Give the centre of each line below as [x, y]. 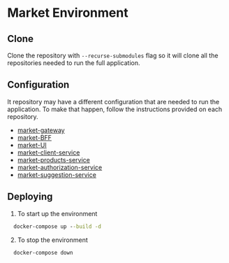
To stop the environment [53, 240]
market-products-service [54, 159]
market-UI [32, 145]
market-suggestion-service [57, 175]
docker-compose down [43, 253]
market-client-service [49, 152]
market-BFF [35, 137]
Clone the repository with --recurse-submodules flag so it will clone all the [113, 55]
